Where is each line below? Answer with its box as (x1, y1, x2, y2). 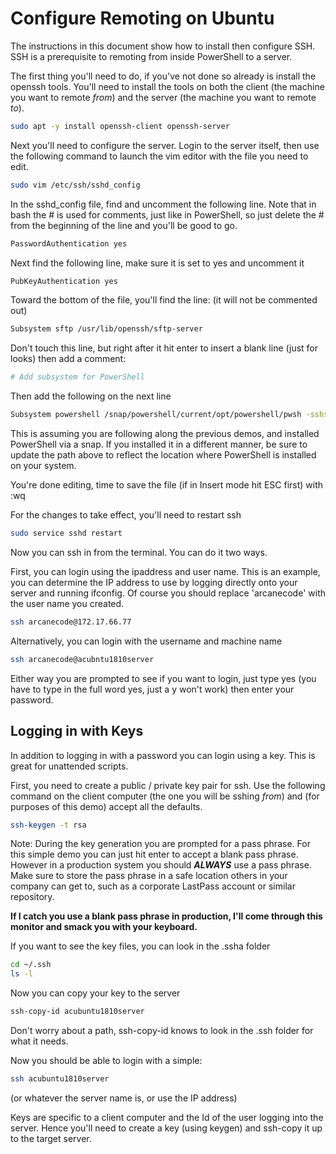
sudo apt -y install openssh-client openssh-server (10, 121, 230, 131)
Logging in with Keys (10, 723, 144, 740)
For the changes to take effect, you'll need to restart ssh (10, 509, 242, 521)
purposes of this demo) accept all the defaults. (10, 800, 203, 812)
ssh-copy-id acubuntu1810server (10, 1007, 145, 1017)
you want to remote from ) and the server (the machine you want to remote (10, 91, 317, 103)
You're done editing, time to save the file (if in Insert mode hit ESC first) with (10, 479, 324, 491)
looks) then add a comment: (10, 353, 127, 365)
